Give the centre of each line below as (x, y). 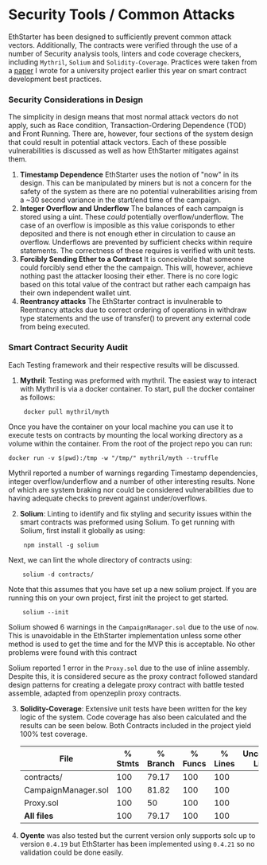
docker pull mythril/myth (66, 411)
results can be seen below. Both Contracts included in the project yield (135, 725)
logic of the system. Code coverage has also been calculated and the (133, 717)
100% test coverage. (54, 734)
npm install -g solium (61, 545)
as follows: (37, 397)
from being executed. (55, 327)
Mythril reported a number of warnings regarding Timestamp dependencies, (133, 473)
